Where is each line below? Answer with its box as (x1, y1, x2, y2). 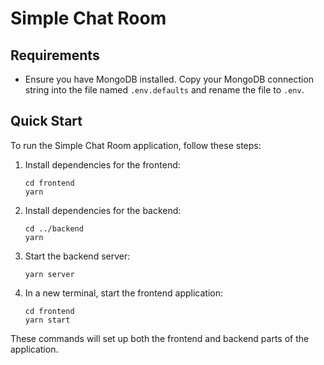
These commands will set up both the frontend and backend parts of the (10, 332, 310, 344)
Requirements (10, 47, 100, 64)
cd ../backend (24, 223, 84, 234)
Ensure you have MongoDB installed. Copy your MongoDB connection (24, 73, 315, 85)
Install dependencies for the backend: (24, 204, 182, 216)
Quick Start (10, 113, 83, 130)
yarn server (24, 269, 75, 279)
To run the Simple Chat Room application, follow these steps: (10, 139, 262, 151)
